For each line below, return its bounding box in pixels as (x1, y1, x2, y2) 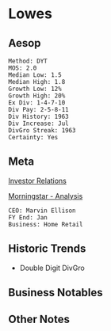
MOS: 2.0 (8, 64, 37, 72)
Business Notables (8, 286, 103, 299)
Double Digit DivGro (19, 263, 85, 272)
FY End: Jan (8, 213, 48, 222)
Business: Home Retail (8, 220, 83, 228)
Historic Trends (8, 242, 86, 256)
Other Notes (8, 313, 70, 326)
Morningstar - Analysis (8, 191, 83, 200)
